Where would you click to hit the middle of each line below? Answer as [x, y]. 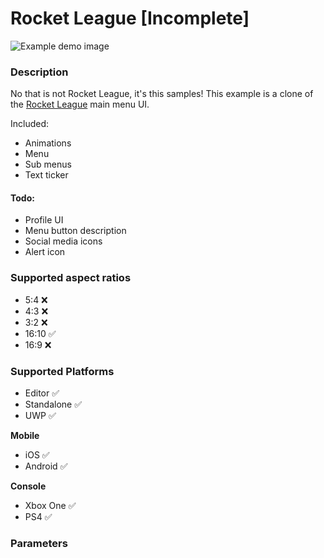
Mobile [25, 436]
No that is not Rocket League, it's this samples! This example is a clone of [162, 94]
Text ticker [46, 175]
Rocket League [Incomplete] [130, 18]
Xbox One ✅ [50, 506]
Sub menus [48, 164]
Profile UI [44, 220]
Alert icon [45, 252]
